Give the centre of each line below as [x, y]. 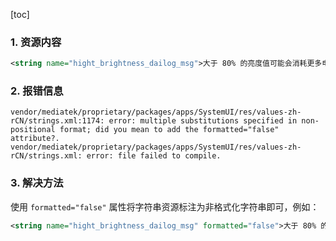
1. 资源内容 [36, 42]
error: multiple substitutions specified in [203, 121]
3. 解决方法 [37, 183]
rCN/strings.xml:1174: [57, 121]
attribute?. [35, 139]
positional [33, 130]
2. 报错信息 [37, 91]
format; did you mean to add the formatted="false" [169, 130]
